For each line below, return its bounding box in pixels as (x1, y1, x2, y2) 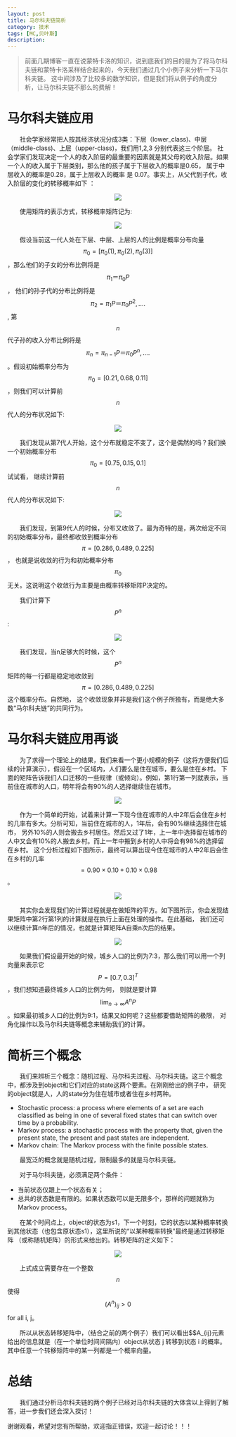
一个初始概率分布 (7, 447, 57, 456)
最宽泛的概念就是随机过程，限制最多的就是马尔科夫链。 (19, 1156, 180, 1164)
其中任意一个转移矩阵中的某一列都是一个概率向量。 (7, 1346, 155, 1355)
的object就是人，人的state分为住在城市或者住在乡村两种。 (7, 1090, 176, 1098)
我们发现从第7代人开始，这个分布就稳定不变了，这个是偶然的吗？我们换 (19, 438, 226, 447)
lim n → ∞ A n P (100, 996, 136, 1008)
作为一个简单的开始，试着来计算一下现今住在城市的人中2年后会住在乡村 (19, 811, 227, 819)
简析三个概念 (7, 1047, 82, 1064)
